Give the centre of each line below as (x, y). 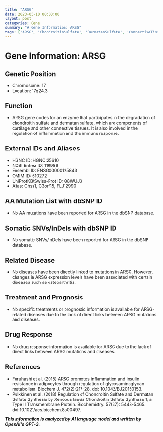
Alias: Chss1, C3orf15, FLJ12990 (44, 186)
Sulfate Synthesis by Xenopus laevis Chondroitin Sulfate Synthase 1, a (82, 399)
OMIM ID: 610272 (29, 176)
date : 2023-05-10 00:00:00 (32, 14)
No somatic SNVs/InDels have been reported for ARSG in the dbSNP (80, 240)
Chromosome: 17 (29, 86)
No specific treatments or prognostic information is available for (76, 309)
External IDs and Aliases (42, 149)
